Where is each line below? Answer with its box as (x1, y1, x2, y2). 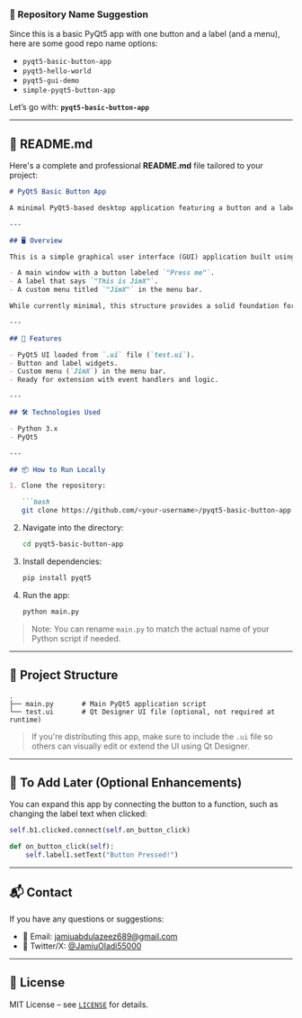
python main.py (22, 607, 80, 616)
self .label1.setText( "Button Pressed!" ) (25, 850, 179, 859)
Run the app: (22, 589, 70, 600)
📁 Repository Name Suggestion (9, 8, 148, 21)
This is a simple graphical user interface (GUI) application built (9, 252, 271, 261)
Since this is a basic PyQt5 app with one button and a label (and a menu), (9, 29, 280, 40)
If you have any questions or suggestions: (9, 913, 164, 924)
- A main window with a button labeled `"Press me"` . (9, 268, 216, 277)
